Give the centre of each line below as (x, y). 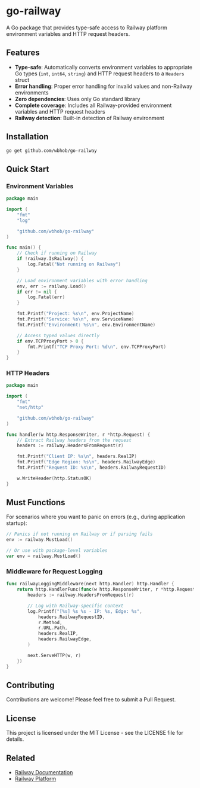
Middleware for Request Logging (54, 571)
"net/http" (30, 408)
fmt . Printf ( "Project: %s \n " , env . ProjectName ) (76, 314)
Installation (27, 137)
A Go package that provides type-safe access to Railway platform (87, 28)
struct (22, 80)
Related (21, 758)
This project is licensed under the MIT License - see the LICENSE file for (95, 733)
